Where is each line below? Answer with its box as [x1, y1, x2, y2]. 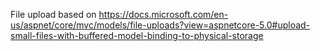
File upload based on [10, 9, 97, 20]
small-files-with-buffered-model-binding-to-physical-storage [10, 30, 264, 41]
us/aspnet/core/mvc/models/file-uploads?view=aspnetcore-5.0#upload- [10, 19, 311, 31]
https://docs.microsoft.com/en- [98, 9, 229, 20]
